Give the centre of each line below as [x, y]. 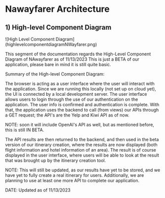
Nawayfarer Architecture [57, 9]
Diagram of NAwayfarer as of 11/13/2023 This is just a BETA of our [72, 59]
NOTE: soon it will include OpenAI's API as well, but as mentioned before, [80, 125]
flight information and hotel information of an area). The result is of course [81, 150]
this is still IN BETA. [25, 130]
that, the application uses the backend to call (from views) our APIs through [82, 110]
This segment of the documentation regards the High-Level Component [78, 54]
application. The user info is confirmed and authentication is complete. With [82, 104]
